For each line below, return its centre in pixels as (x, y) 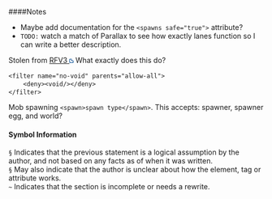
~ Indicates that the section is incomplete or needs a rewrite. (109, 187)
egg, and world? (36, 116)
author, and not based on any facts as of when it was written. (111, 161)
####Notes (28, 12)
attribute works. (35, 178)
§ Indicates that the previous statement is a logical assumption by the (124, 152)
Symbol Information (43, 134)
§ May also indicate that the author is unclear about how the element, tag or (135, 170)
